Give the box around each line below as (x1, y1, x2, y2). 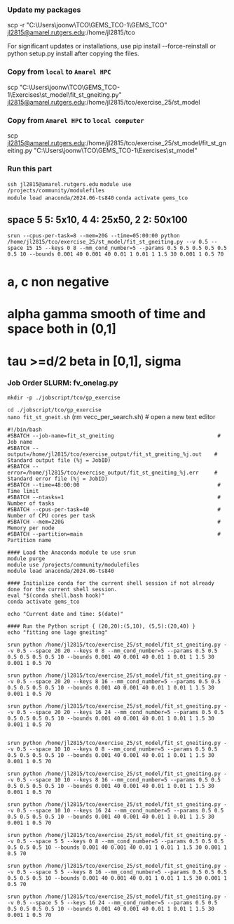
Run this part (7, 164, 53, 173)
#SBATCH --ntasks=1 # (7, 494, 221, 501)
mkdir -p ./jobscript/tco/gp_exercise (7, 394, 121, 401)
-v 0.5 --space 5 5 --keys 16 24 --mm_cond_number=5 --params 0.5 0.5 (7, 899, 218, 906)
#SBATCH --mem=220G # (7, 518, 221, 525)
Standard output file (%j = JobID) (7, 456, 111, 464)
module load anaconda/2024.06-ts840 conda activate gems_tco (7, 194, 188, 202)
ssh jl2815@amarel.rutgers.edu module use (7, 181, 132, 188)
